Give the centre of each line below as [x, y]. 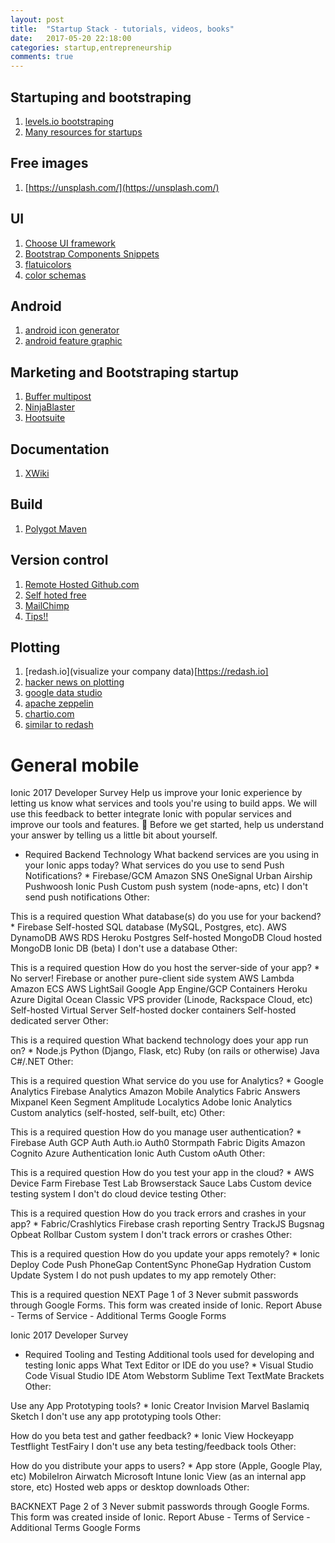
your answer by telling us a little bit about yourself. [114, 835]
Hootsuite [45, 418]
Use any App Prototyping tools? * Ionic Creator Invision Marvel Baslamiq [160, 1406]
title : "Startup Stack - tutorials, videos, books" [122, 29]
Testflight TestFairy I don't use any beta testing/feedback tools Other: [153, 1447]
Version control [59, 560]
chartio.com [49, 714]
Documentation [60, 449]
